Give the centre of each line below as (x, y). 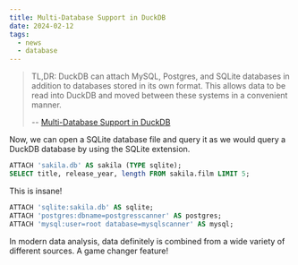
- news (30, 43)
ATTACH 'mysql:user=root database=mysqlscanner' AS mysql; (122, 224)
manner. (47, 105)
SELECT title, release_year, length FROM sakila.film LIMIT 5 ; (130, 174)
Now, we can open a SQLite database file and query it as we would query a (148, 140)
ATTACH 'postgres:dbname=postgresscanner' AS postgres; (115, 216)
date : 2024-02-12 (42, 26)
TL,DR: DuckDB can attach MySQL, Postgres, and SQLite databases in (161, 76)
